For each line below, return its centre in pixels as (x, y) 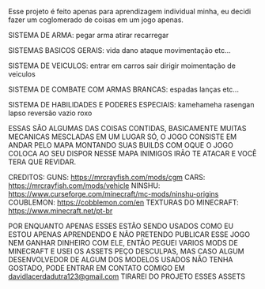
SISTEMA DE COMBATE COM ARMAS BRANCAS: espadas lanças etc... (124, 89)
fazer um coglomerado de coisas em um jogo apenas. (96, 20)
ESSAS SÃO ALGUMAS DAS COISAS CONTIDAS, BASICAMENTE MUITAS (127, 128)
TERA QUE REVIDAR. (42, 162)
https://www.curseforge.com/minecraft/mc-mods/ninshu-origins (114, 194)
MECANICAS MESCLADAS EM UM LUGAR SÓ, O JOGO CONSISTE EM (123, 137)
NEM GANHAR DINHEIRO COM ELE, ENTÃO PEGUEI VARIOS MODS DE (123, 243)
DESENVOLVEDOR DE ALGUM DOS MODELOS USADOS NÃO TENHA (121, 259)
